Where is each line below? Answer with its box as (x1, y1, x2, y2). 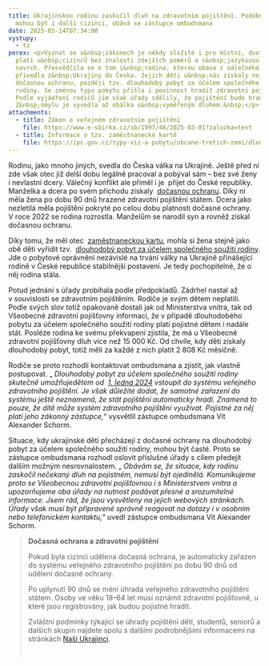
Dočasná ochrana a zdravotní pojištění (27, 536, 159, 546)
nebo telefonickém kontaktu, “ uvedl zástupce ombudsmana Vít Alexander (8, 512, 251, 522)
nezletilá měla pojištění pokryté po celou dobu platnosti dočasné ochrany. (8, 203, 252, 212)
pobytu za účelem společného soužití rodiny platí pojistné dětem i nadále (8, 319, 249, 329)
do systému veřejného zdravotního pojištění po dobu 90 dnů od (27, 560, 238, 570)
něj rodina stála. (8, 269, 62, 279)
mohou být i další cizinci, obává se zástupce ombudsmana (15, 19, 214, 27)
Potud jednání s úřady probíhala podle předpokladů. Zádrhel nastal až (8, 285, 239, 295)
